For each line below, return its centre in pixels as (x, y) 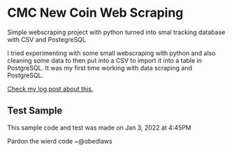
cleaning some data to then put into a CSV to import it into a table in (105, 60)
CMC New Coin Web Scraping (95, 13)
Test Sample (35, 111)
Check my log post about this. (50, 89)
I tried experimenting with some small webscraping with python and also (111, 53)
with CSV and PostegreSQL (46, 39)
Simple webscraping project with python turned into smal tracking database (116, 32)
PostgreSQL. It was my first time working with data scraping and (100, 68)
